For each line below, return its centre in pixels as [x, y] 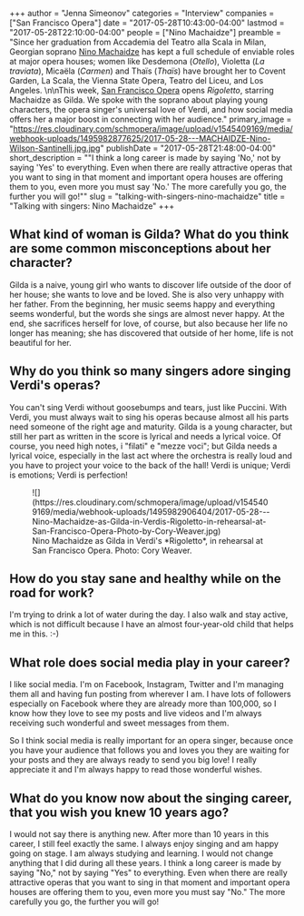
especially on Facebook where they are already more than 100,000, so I [143, 704]
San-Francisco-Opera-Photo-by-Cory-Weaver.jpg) [127, 531]
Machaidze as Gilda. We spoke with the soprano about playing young [139, 100]
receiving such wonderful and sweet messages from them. [119, 723]
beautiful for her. [41, 342]
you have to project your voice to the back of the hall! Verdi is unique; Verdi [150, 465]
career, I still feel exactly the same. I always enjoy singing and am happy [144, 844]
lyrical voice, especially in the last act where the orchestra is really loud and [151, 455]
